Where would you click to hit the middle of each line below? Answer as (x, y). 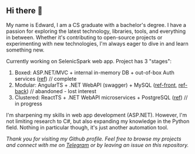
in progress (28, 104)
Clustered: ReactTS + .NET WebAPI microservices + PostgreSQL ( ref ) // (101, 97)
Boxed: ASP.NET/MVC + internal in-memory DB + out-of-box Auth (94, 72)
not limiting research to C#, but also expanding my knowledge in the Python (98, 121)
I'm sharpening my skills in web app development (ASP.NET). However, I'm (97, 115)
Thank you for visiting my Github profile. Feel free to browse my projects (94, 139)
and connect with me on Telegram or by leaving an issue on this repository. (97, 145)
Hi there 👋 (24, 11)
